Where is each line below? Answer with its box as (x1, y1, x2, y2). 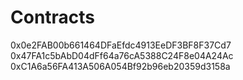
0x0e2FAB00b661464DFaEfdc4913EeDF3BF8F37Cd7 (10, 39, 232, 51)
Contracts (10, 6, 96, 29)
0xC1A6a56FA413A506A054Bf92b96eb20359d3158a (10, 60, 231, 72)
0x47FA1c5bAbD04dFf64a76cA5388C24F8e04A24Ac (10, 49, 234, 61)
